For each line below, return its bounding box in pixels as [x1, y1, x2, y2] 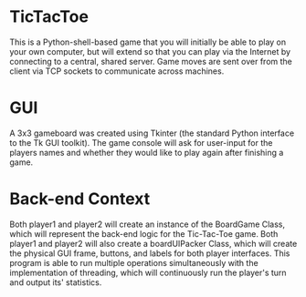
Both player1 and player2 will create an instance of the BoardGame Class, [9, 219, 286, 230]
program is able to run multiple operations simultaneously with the [9, 257, 259, 268]
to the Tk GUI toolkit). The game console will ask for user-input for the [9, 137, 273, 148]
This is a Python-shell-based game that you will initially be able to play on [9, 36, 287, 47]
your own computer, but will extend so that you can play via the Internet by [9, 46, 290, 56]
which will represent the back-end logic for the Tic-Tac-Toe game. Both [9, 228, 279, 239]
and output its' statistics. [9, 276, 102, 288]
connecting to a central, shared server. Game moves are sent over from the [9, 56, 292, 67]
